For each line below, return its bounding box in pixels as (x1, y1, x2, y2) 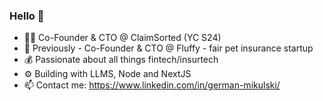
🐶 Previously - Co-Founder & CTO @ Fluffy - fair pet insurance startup (23, 42, 314, 54)
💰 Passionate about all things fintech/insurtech (23, 54, 219, 66)
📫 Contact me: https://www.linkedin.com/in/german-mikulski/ (23, 79, 281, 91)
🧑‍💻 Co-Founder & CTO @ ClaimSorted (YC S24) (23, 32, 222, 44)
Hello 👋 (9, 9, 45, 23)
